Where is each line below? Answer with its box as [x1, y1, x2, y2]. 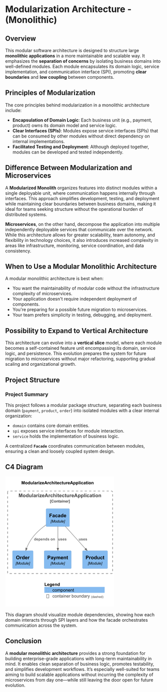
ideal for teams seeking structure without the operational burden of [5, 206, 143, 212]
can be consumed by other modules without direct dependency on [12, 133, 150, 139]
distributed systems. [5, 211, 47, 217]
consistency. [5, 247, 31, 254]
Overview [5, 34, 36, 43]
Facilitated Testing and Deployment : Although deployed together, [12, 144, 149, 150]
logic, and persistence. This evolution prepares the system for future [5, 350, 146, 357]
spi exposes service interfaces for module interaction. [12, 428, 124, 434]
